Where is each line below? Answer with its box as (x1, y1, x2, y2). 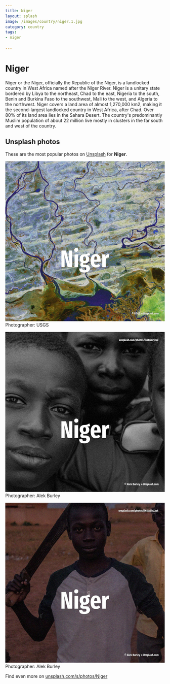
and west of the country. (5, 122, 57, 129)
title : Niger (5, 8, 33, 13)
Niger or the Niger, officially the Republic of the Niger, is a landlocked (5, 79, 150, 86)
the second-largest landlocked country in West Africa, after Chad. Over (5, 107, 154, 113)
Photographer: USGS (5, 321, 49, 328)
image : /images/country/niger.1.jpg (5, 19, 82, 24)
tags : (5, 29, 17, 35)
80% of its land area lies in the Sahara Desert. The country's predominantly (5, 112, 163, 118)
